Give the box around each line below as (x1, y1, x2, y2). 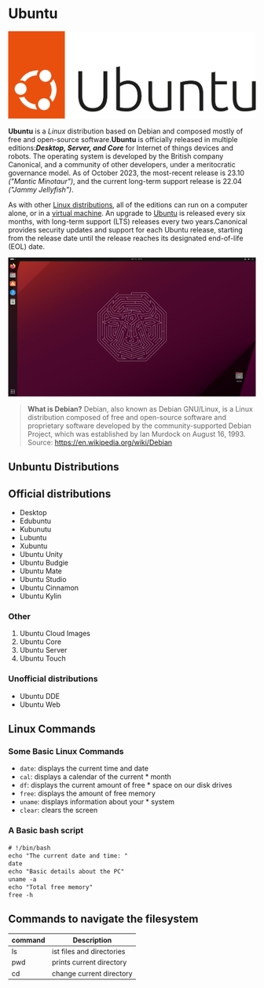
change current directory (52, 968, 133, 978)
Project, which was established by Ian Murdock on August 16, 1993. (27, 429, 246, 438)
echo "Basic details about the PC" (8, 867, 125, 876)
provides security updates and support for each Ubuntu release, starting (8, 225, 243, 234)
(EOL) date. (8, 241, 46, 251)
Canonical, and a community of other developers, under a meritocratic (8, 159, 236, 169)
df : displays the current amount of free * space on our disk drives (19, 781, 233, 790)
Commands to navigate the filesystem (8, 913, 199, 926)
